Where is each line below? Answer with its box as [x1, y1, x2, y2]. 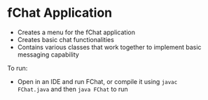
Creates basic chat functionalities [17, 35, 114, 43]
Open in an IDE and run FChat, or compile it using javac [17, 77, 178, 85]
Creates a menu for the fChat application [17, 28, 135, 36]
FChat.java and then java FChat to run [17, 85, 128, 93]
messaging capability [17, 50, 79, 59]
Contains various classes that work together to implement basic [17, 43, 202, 51]
